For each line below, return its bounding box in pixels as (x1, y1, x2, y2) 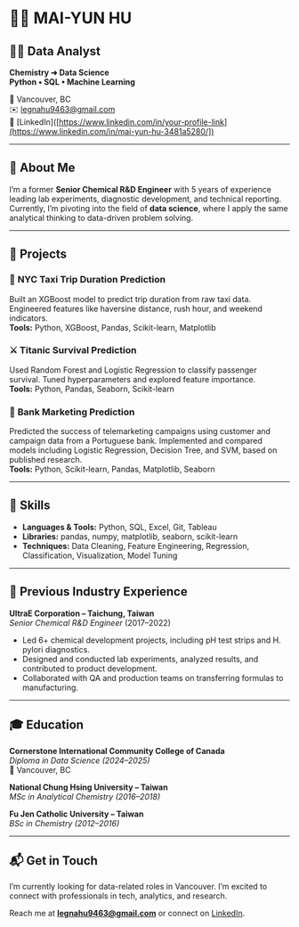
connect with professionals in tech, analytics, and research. (9, 890, 228, 901)
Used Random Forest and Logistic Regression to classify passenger (9, 365, 257, 375)
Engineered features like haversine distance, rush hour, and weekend (9, 303, 263, 314)
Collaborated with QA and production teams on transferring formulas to (21, 672, 284, 683)
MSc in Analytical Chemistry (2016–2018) (9, 791, 161, 801)
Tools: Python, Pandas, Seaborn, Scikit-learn (9, 383, 175, 394)
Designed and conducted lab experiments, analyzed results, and (21, 653, 259, 664)
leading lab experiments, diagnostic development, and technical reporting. (9, 193, 282, 204)
